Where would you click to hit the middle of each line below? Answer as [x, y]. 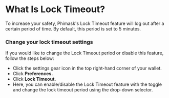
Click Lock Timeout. [34, 79]
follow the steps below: [30, 58]
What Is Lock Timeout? [55, 9]
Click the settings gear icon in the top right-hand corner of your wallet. [87, 68]
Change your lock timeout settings [49, 42]
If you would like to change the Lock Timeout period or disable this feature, [84, 53]
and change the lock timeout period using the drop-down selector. [83, 90]
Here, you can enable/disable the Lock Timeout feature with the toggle [87, 84]
